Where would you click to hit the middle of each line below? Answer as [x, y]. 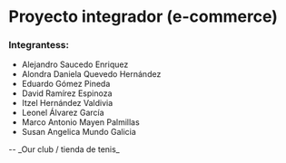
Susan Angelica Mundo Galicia [79, 132]
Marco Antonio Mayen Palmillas [80, 122]
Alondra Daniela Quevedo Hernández [91, 74]
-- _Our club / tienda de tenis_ [64, 149]
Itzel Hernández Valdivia [67, 103]
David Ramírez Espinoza [67, 93]
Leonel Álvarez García [63, 113]
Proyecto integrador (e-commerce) [143, 17]
